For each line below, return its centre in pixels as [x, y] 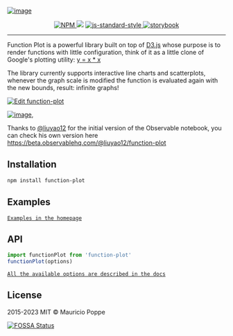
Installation [32, 165]
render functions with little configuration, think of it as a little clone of [106, 52]
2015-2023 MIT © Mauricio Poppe [56, 312]
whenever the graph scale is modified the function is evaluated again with [113, 80]
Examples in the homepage [44, 218]
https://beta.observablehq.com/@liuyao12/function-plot [87, 143]
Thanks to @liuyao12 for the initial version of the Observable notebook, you [114, 128]
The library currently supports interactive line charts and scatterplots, [106, 73]
